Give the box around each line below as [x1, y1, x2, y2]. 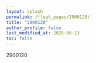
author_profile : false [6, 24, 61, 31]
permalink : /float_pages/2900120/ [6, 14, 91, 20]
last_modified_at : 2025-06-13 [6, 30, 80, 36]
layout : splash [6, 8, 43, 15]
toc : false [6, 36, 33, 41]
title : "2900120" [6, 19, 49, 25]
